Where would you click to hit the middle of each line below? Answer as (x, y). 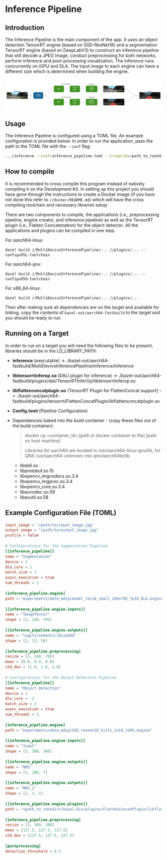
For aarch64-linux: (24, 240)
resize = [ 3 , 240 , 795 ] (30, 657)
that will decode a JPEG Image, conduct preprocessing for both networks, (81, 55)
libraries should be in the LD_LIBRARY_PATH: (51, 351)
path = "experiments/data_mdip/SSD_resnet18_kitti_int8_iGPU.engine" (79, 730)
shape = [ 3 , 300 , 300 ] (29, 751)
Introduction (25, 28)
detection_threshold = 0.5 (33, 851)
